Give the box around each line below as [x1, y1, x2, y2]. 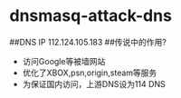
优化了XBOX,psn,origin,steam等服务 [22, 67, 157, 78]
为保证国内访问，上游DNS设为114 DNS [22, 78, 166, 89]
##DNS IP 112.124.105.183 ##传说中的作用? [9, 36, 167, 47]
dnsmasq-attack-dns [9, 5, 172, 26]
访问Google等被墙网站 [22, 55, 106, 66]
